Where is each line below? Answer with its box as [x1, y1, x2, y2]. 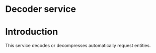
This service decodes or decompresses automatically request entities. [5, 43, 151, 49]
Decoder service [5, 3, 76, 15]
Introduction [5, 26, 58, 38]
